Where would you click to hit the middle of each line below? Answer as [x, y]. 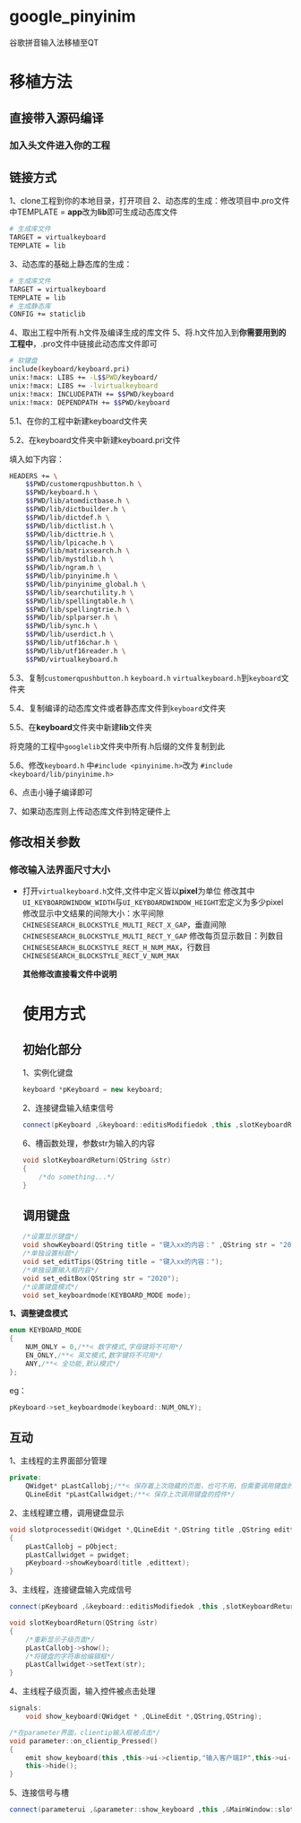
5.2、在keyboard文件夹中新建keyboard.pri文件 [95, 440]
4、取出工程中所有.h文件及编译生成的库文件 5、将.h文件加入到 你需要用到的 [148, 333]
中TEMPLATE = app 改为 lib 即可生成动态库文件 [94, 212]
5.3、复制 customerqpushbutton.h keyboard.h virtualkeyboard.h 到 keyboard [146, 677]
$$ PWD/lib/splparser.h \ [72, 618]
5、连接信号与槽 [39, 1792]
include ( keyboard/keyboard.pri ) [69, 370]
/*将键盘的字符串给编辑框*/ [70, 1656]
